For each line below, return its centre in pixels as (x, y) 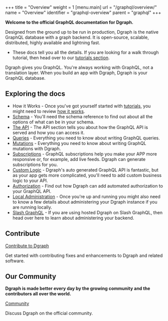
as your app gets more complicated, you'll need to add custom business (87, 175)
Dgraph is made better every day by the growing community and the (78, 288)
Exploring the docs (35, 94)
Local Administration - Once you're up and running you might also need (86, 196)
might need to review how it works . (49, 111)
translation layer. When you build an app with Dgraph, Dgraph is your (76, 73)
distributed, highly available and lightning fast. (53, 43)
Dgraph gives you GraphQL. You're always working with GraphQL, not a (79, 67)
